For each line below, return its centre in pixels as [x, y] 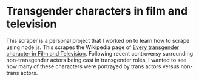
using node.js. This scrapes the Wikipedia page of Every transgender [93, 47]
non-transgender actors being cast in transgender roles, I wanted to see [96, 60]
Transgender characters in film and [97, 11]
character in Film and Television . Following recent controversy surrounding [100, 53]
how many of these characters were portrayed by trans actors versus [93, 66]
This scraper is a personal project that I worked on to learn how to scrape [98, 40]
